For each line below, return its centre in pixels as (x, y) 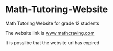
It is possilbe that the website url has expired (52, 43)
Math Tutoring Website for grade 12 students (52, 23)
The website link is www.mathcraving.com (50, 33)
